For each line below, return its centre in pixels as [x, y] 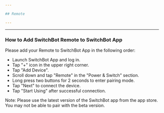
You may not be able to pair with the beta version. [55, 105]
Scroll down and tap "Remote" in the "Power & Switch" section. [75, 75]
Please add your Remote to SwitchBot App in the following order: [70, 50]
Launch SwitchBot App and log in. [46, 59]
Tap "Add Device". [30, 70]
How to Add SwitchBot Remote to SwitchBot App [64, 39]
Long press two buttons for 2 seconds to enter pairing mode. [73, 80]
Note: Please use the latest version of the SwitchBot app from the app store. [82, 100]
